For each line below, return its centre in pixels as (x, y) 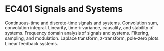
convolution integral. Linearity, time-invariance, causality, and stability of (80, 27)
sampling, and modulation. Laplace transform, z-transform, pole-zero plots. (82, 38)
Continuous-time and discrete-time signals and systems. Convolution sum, (82, 23)
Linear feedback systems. (32, 43)
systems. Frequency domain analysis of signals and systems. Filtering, (77, 33)
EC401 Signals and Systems (64, 9)
